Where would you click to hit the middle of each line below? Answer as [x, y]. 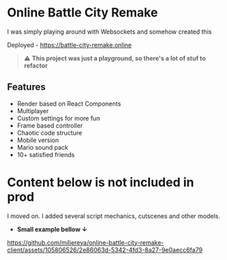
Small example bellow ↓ [52, 229]
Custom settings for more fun [58, 118]
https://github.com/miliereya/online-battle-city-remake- [85, 242]
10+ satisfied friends [46, 154]
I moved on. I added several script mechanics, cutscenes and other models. [114, 216]
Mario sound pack [42, 147]
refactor [36, 65]
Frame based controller [50, 126]
